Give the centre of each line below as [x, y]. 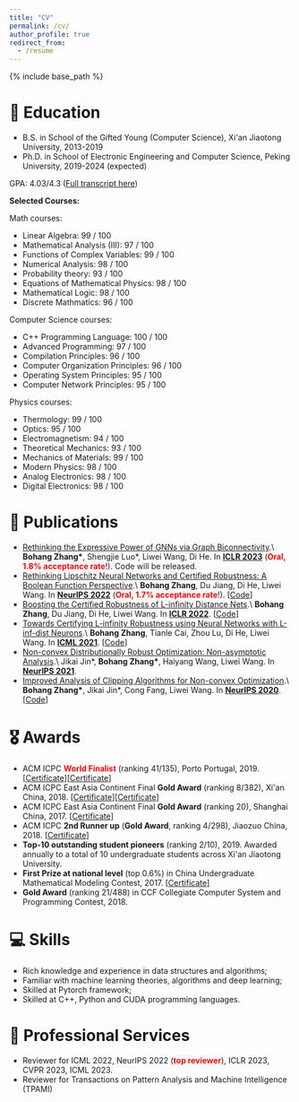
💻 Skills [40, 940]
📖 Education [55, 113]
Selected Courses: [45, 201]
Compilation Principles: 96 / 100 [81, 356]
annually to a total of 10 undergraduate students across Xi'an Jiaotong [152, 854]
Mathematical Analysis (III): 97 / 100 [88, 245]
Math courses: [36, 218]
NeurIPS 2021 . [50, 671]
